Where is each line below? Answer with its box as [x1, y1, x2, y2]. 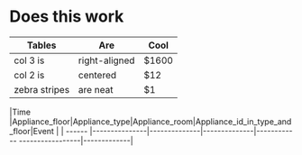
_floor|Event [9, 125, 54, 136]
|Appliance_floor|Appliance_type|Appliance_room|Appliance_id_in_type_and [9, 115, 292, 127]
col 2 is [14, 68, 45, 81]
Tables [26, 39, 57, 51]
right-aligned [78, 54, 135, 67]
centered [78, 68, 117, 81]
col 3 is [14, 54, 45, 67]
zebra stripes [14, 83, 70, 96]
